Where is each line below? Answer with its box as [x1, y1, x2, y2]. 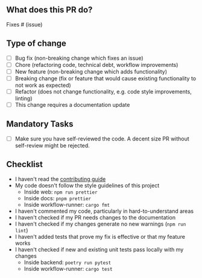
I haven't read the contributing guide [14, 175, 106, 183]
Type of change [6, 39, 66, 49]
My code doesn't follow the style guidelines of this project [14, 182, 160, 189]
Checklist [6, 159, 43, 169]
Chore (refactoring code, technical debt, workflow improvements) [14, 61, 178, 68]
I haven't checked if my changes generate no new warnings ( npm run [14, 220, 186, 227]
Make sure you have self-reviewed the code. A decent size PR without [14, 135, 190, 142]
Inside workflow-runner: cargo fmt [24, 201, 110, 208]
